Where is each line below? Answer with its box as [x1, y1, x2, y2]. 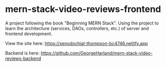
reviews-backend [5, 55, 41, 61]
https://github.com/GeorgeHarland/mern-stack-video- [40, 50, 153, 56]
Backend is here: [5, 50, 40, 56]
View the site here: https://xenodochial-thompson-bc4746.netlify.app [5, 40, 148, 46]
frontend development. [5, 30, 52, 36]
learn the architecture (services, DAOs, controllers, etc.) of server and [5, 25, 149, 31]
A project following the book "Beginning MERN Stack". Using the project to [5, 20, 159, 26]
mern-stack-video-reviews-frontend [5, 3, 161, 15]
